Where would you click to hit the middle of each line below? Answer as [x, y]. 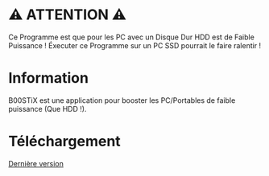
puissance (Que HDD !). [48, 108]
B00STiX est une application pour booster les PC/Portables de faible [122, 100]
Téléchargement [64, 141]
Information [48, 78]
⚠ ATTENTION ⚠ [68, 15]
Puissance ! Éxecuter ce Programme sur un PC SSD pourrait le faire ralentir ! [135, 45]
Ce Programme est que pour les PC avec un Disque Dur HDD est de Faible [132, 37]
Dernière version [36, 163]
